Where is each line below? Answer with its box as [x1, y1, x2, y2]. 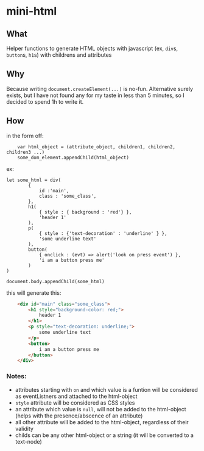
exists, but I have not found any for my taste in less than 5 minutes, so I [6, 92, 185, 99]
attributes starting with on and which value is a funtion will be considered [15, 386, 198, 393]
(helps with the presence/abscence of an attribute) [15, 412, 143, 419]
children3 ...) [6, 149, 45, 155]
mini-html [6, 4, 57, 18]
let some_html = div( [6, 177, 62, 183]
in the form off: [6, 132, 44, 139]
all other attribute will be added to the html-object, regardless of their [15, 418, 189, 425]
